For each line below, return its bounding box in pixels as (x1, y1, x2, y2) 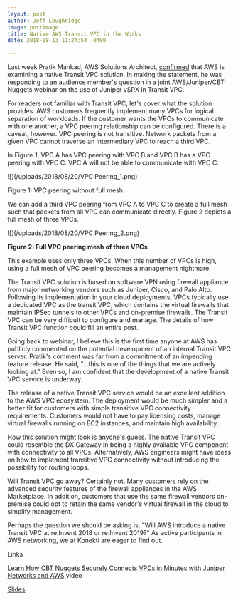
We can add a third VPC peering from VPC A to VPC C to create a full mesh (7, 200, 227, 209)
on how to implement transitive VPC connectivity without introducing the (7, 455, 220, 464)
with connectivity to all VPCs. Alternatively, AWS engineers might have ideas (7, 448, 232, 457)
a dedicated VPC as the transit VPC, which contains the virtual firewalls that (7, 301, 229, 309)
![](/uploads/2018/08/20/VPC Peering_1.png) (7, 172, 138, 181)
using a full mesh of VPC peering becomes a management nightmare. (7, 264, 211, 273)
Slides (7, 585, 26, 594)
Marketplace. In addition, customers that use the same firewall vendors (7, 492, 215, 501)
